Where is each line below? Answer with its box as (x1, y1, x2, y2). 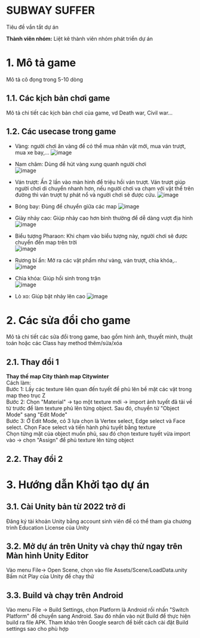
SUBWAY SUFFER (6, 4, 96, 17)
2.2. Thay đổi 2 (6, 453, 63, 464)
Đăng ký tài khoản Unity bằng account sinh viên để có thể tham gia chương (6, 518, 192, 525)
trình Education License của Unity (6, 524, 90, 531)
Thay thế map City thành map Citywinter (6, 373, 109, 380)
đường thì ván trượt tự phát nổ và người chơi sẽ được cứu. (14, 191, 156, 198)
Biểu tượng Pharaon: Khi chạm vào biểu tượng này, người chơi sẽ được (14, 232, 188, 240)
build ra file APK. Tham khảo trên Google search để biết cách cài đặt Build (6, 619, 189, 626)
